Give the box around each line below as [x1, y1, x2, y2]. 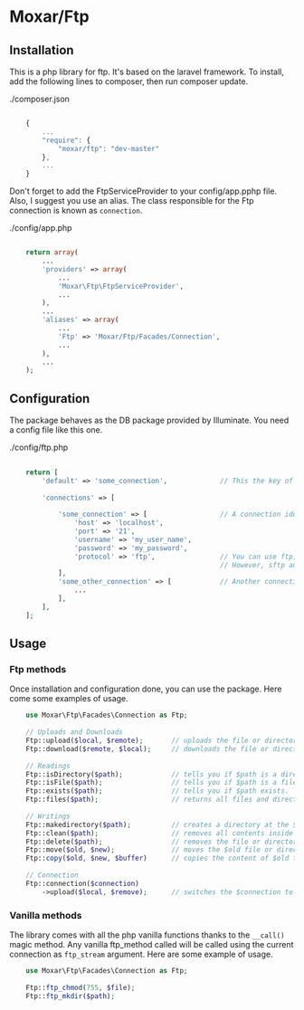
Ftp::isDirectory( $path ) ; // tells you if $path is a [25, 769, 278, 779]
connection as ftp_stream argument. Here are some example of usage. [9, 948, 273, 959]
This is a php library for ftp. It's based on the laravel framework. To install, [9, 66, 285, 77]
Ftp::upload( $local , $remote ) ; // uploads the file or [25, 736, 261, 745]
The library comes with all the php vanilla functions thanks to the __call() [9, 929, 285, 940]
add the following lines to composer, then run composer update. [9, 76, 249, 87]
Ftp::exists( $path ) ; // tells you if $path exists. [25, 786, 290, 796]
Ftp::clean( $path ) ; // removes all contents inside [25, 828, 294, 838]
